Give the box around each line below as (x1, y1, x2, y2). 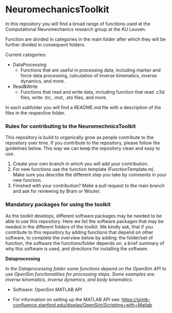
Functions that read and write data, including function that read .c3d (20, 89, 165, 95)
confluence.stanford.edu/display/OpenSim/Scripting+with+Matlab (12, 302, 152, 308)
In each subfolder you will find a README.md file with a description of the (5, 104, 162, 110)
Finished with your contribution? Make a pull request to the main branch (12, 183, 165, 189)
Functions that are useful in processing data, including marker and (20, 67, 161, 73)
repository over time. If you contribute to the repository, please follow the (5, 140, 160, 146)
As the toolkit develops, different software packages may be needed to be (5, 213, 162, 219)
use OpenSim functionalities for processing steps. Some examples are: (5, 271, 156, 277)
